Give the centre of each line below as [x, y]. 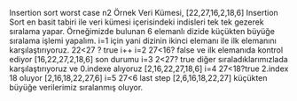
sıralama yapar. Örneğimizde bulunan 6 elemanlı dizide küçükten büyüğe [142, 31]
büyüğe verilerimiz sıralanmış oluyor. [76, 87]
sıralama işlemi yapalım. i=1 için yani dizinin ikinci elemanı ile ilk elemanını [143, 40]
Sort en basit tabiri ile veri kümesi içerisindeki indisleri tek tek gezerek [137, 22]
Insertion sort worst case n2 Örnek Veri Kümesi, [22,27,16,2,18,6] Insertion [144, 13]
